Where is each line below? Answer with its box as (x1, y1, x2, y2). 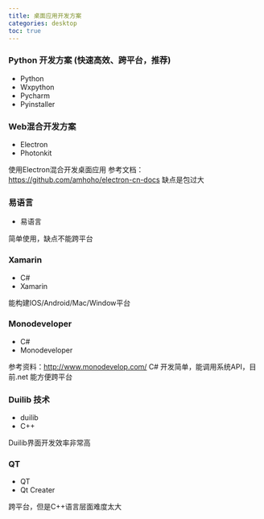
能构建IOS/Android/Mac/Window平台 (8, 298, 131, 307)
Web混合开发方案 (8, 121, 76, 132)
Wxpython (19, 82, 55, 92)
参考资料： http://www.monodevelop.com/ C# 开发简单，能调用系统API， (8, 361, 250, 371)
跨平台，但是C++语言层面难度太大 (8, 502, 122, 512)
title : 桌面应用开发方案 (8, 11, 82, 20)
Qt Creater (19, 485, 56, 495)
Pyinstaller (19, 99, 56, 109)
